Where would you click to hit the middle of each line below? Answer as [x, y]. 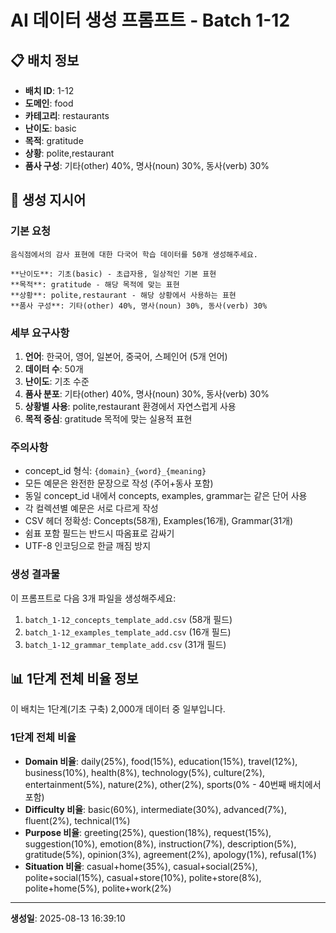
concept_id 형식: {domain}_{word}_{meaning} [115, 471]
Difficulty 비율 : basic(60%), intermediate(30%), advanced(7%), [155, 809]
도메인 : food [49, 103]
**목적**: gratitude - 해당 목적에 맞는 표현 [95, 284]
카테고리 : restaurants [67, 115]
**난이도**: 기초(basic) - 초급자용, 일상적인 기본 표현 [113, 274]
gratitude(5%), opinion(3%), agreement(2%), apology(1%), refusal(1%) [170, 854]
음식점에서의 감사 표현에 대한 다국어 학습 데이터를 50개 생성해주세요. [134, 254]
